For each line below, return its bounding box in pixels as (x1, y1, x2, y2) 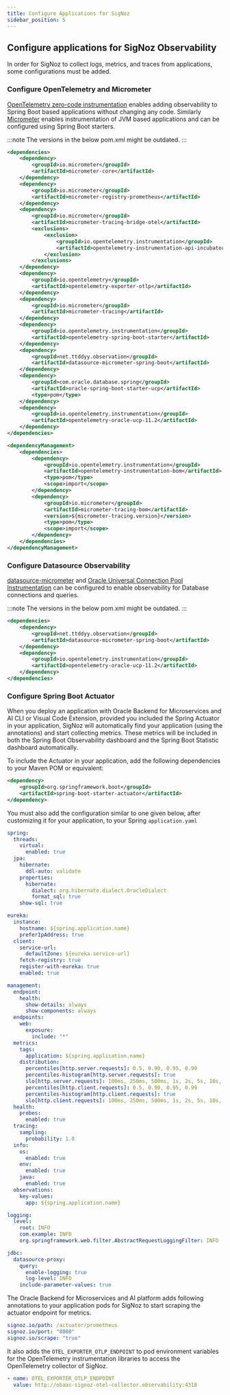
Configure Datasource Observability (7, 561, 131, 570)
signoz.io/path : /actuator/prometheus (7, 1322, 118, 1329)
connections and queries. (7, 591, 79, 599)
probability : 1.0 (25, 1135, 75, 1142)
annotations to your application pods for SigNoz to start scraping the (7, 1302, 201, 1310)
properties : (19, 874, 53, 881)
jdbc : (7, 1249, 23, 1256)
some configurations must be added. (7, 67, 112, 76)
